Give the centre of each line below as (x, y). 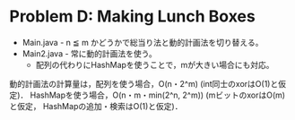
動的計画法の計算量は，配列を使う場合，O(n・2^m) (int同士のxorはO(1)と (144, 83)
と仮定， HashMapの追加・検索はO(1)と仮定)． (96, 106)
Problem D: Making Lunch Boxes (132, 17)
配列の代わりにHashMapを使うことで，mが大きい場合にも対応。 (155, 64)
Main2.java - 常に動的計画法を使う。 (89, 53)
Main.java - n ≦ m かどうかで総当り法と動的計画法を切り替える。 (143, 42)
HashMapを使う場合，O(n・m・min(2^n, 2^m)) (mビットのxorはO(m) (157, 95)
